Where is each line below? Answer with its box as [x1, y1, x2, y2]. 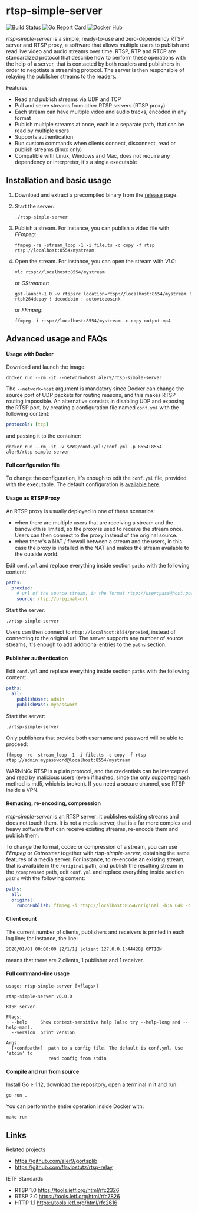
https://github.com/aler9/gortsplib [14, 1157, 98, 1164]
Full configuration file [6, 461, 60, 468]
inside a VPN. [6, 786, 39, 793]
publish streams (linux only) [14, 146, 82, 153]
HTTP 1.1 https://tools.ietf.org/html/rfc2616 [14, 1199, 118, 1206]
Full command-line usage [6, 970, 70, 977]
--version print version [11, 1029, 75, 1035]
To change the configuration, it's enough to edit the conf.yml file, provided [6, 474, 187, 482]
